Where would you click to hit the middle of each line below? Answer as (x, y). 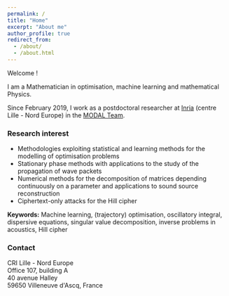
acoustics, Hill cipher (37, 230)
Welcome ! (23, 73)
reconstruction (39, 193)
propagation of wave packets (60, 171)
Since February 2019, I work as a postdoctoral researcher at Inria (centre (112, 108)
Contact (21, 248)
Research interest (38, 133)
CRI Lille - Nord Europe (40, 263)
